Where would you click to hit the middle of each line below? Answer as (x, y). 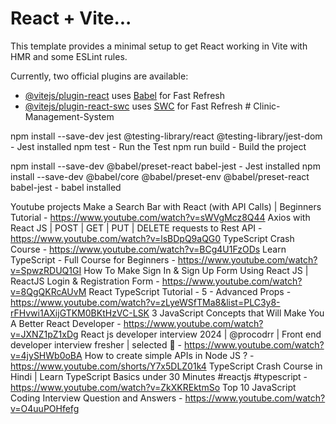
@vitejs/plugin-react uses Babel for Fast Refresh (125, 95)
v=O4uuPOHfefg (45, 408)
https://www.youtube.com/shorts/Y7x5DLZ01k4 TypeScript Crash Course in (166, 366)
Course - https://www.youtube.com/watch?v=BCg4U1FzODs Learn (148, 249)
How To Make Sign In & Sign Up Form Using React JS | (196, 270)
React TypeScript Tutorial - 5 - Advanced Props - (190, 291)
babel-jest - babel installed (66, 187)
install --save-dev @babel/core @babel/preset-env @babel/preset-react (160, 176)
